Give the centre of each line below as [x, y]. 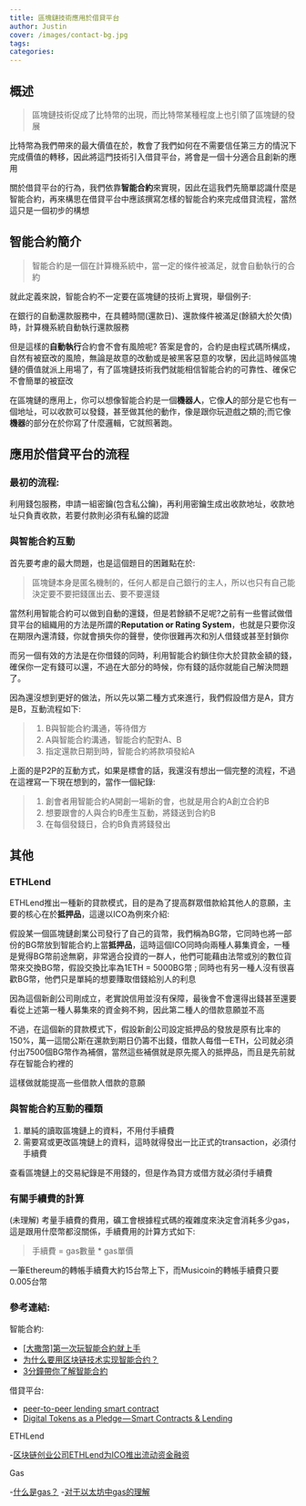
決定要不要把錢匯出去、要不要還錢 [96, 593]
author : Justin [38, 26]
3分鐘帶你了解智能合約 [65, 1371]
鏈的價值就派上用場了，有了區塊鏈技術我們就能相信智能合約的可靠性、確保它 [153, 369]
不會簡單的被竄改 [41, 380]
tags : [20, 43]
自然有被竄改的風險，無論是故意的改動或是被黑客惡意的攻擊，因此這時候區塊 [153, 357]
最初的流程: [35, 482]
